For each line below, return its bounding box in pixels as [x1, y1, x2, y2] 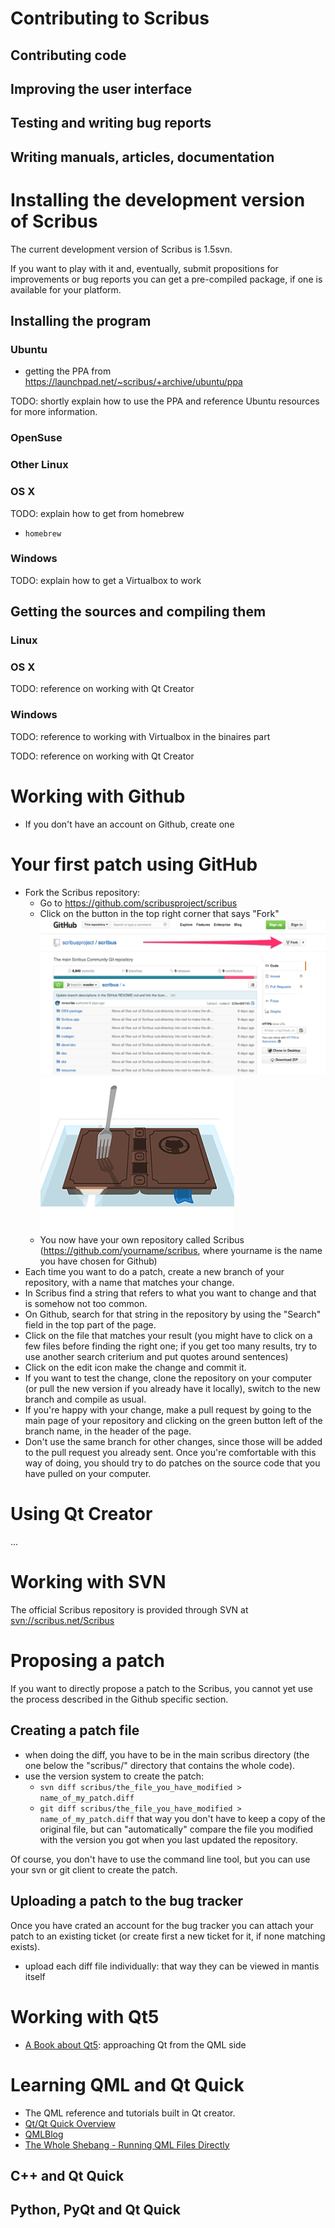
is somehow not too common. [24, 1298, 148, 1310]
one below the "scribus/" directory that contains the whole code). [24, 1759, 296, 1771]
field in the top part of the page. [24, 1319, 157, 1331]
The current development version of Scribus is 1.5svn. [10, 243, 233, 255]
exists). [10, 1940, 41, 1952]
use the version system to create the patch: [24, 1770, 205, 1782]
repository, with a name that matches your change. [24, 1277, 235, 1289]
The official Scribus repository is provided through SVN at [10, 1604, 249, 1616]
